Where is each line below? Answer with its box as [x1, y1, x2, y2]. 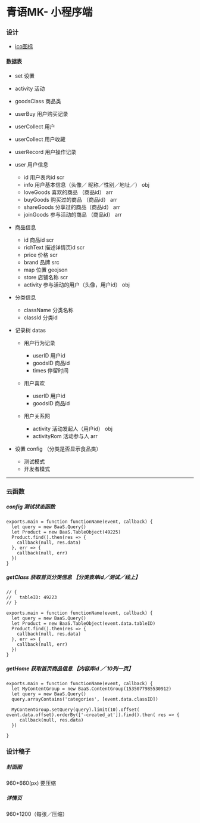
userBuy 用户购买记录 [14, 110, 68, 117]
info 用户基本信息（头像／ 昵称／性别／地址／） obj [23, 181, 150, 188]
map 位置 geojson [23, 266, 68, 273]
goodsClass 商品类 [14, 97, 61, 104]
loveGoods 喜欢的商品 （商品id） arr [23, 189, 113, 196]
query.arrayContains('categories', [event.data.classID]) [11, 696, 159, 702]
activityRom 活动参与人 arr [32, 432, 98, 439]
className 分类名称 [23, 306, 74, 313]
